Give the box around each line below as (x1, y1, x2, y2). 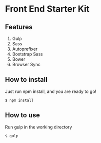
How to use (5, 111, 40, 120)
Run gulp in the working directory (5, 124, 72, 130)
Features (5, 23, 33, 31)
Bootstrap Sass (12, 51, 43, 57)
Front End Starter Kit (5, 3, 90, 15)
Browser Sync (12, 62, 40, 67)
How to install (5, 75, 48, 84)
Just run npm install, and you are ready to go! (5, 89, 97, 94)
